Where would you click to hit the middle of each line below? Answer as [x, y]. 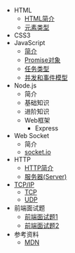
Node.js [25, 85]
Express [46, 128]
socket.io [37, 152]
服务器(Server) [46, 177]
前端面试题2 [42, 226]
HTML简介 [39, 18]
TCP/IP [24, 185]
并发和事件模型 [46, 78]
